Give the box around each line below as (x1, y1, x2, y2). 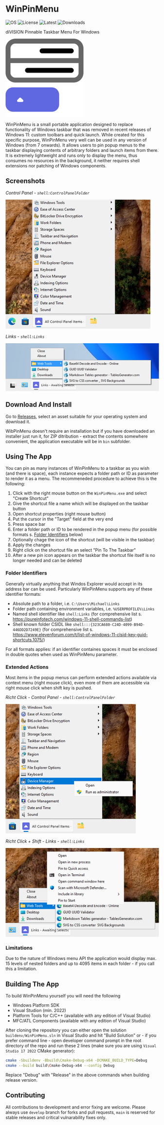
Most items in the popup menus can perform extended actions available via (5, 674, 157, 680)
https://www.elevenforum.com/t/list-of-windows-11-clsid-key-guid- (12, 631, 148, 637)
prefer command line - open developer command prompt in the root (5, 1038, 142, 1044)
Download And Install (5, 401, 72, 409)
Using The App (5, 452, 52, 461)
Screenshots (5, 177, 45, 185)
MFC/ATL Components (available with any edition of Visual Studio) (12, 1018, 146, 1024)
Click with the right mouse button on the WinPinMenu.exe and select (12, 490, 147, 496)
